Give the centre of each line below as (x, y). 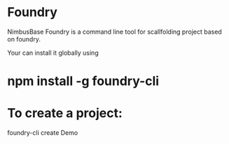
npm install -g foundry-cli (83, 81)
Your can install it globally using (53, 53)
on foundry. (24, 39)
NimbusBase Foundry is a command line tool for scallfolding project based (114, 32)
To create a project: (65, 113)
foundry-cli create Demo (43, 133)
